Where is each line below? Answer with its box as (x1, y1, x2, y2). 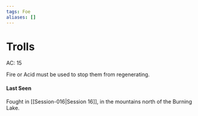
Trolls (6, 40, 35, 54)
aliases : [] (6, 14, 36, 20)
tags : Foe (6, 8, 31, 15)
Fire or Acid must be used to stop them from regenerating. (6, 71, 150, 78)
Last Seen (6, 84, 32, 92)
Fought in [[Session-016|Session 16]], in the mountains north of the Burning (6, 98, 193, 105)
